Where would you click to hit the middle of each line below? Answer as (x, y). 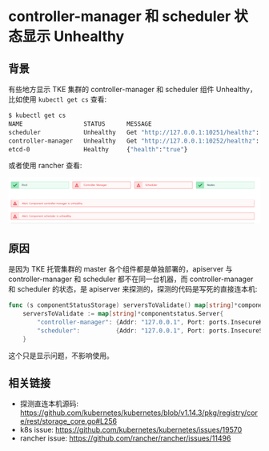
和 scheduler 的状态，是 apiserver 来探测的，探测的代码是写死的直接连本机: (133, 289)
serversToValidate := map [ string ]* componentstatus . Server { (123, 314)
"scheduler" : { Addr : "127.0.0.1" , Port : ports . (134, 330)
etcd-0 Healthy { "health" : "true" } (98, 149)
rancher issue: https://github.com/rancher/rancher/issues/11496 (125, 438)
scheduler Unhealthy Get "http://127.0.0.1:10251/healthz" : (134, 132)
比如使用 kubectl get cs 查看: (58, 99)
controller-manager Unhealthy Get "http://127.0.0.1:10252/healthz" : (134, 141)
